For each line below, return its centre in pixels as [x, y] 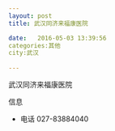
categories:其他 [34, 45]
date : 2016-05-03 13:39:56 [57, 38]
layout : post [30, 16]
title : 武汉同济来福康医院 [49, 23]
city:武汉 [23, 53]
